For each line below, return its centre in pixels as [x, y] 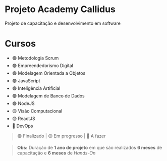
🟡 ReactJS [24, 118]
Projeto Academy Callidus [60, 9]
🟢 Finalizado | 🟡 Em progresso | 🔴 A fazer [61, 136]
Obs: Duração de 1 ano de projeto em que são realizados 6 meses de [90, 147]
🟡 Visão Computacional [37, 111]
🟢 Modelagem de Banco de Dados [48, 96]
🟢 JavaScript [26, 80]
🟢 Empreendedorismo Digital [43, 65]
